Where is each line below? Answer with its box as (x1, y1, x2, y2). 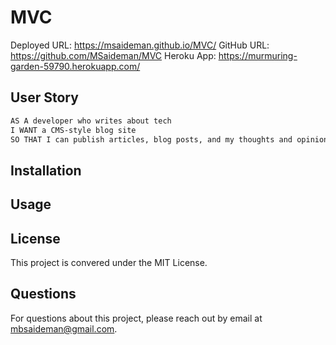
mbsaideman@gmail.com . (10, 322, 118, 335)
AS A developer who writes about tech (10, 116, 172, 126)
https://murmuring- (218, 49, 298, 61)
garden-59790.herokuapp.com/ (10, 60, 141, 72)
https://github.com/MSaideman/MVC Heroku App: (10, 49, 217, 61)
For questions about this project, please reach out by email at (10, 312, 263, 324)
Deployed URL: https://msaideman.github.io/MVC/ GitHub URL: (10, 39, 270, 51)
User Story (10, 89, 79, 106)
